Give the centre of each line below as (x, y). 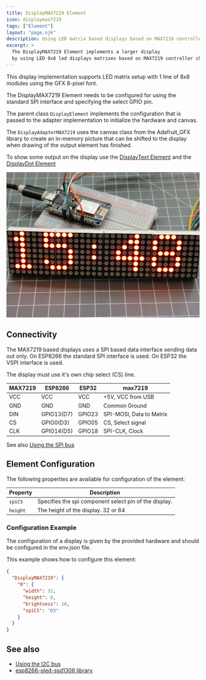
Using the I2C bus (38, 663)
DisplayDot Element (31, 164)
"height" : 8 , (39, 597)
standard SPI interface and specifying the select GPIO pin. (80, 101)
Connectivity (32, 335)
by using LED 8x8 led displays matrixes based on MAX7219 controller (102, 58)
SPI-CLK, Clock (123, 431)
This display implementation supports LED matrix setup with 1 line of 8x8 (98, 76)
